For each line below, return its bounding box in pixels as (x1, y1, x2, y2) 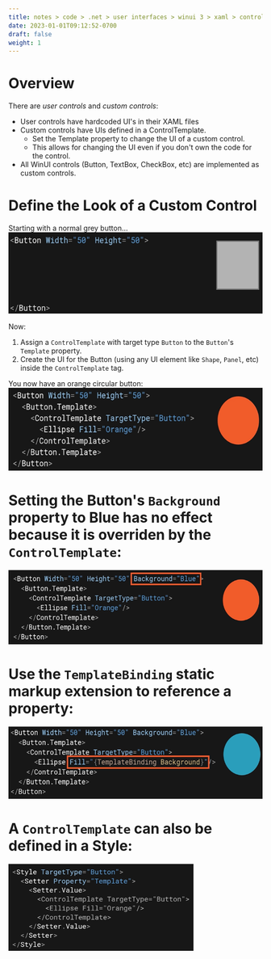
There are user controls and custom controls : (8, 101, 159, 111)
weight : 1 (8, 39, 42, 47)
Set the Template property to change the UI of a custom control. (31, 134, 245, 144)
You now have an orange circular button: (8, 378, 144, 388)
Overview (8, 74, 75, 93)
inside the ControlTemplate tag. (19, 363, 124, 372)
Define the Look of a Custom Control (8, 196, 257, 215)
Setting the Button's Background (8, 491, 221, 510)
